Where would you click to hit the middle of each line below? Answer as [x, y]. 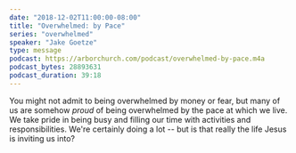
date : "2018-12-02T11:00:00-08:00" [75, 17]
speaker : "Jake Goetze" [53, 42]
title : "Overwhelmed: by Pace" [67, 26]
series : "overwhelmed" [51, 34]
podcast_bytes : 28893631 [55, 68]
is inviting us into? [42, 138]
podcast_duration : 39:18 [55, 76]
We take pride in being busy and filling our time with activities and [130, 119]
